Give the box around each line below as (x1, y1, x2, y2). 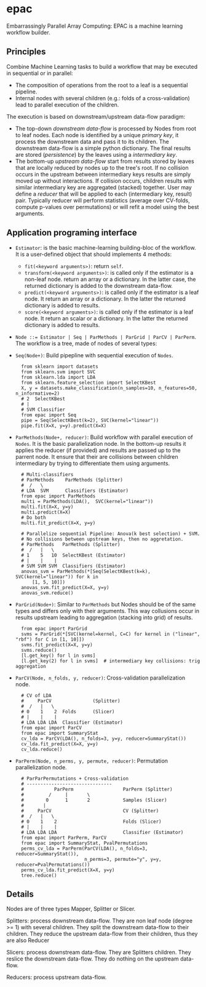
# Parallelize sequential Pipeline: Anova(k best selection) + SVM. (21, 531, 200, 537)
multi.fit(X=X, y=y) (21, 504, 74, 510)
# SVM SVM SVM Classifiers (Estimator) (21, 563, 126, 569)
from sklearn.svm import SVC (21, 368, 96, 375)
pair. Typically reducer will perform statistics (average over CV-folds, (15, 196, 190, 204)
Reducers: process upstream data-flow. (6, 973, 107, 981)
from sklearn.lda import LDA (21, 374, 96, 380)
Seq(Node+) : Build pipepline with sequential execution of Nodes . (15, 351, 173, 359)
